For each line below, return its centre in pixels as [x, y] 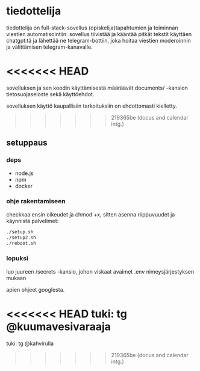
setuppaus [27, 143]
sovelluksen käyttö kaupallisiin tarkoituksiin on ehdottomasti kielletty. [92, 106]
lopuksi [17, 259]
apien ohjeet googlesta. [36, 289]
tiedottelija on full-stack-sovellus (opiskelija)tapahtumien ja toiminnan [92, 28]
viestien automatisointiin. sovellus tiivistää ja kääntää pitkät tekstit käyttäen [99, 34]
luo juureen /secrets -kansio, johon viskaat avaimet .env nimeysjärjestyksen [100, 271]
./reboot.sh [21, 243]
